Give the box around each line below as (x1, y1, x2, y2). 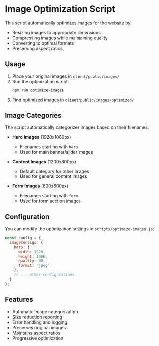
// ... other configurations (14, 272, 75, 277)
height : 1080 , (18, 254, 48, 259)
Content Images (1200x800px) (12, 159, 76, 165)
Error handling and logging (12, 319, 67, 325)
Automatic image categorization (12, 308, 78, 314)
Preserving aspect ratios (12, 45, 63, 51)
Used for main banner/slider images (19, 149, 93, 155)
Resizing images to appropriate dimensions (12, 29, 101, 35)
